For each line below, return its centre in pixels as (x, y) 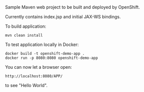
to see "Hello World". (26, 85)
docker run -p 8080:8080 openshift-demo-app (52, 58)
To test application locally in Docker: (42, 45)
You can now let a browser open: (39, 67)
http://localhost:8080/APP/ (34, 76)
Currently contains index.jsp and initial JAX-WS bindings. (63, 17)
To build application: (26, 26)
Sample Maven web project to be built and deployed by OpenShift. (72, 7)
